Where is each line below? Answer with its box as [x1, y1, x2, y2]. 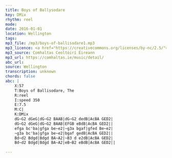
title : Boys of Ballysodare [5, 7, 66, 13]
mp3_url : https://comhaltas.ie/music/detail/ [5, 55, 104, 60]
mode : [5, 21, 17, 27]
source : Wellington [5, 64, 47, 69]
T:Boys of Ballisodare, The [14, 88, 74, 93]
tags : [5, 36, 17, 41]
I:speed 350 [14, 97, 40, 102]
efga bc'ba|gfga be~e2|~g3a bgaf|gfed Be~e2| [14, 126, 114, 131]
